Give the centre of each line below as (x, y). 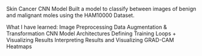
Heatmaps (19, 46)
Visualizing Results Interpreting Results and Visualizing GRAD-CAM (90, 40)
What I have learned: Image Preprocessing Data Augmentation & (87, 27)
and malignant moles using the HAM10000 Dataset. (70, 15)
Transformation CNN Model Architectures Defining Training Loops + (91, 33)
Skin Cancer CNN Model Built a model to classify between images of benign (101, 9)
